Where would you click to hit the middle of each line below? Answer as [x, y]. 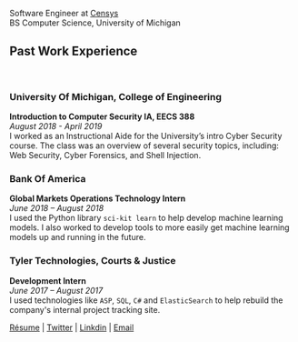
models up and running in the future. [78, 237]
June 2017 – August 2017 [56, 290]
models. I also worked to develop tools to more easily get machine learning [149, 227]
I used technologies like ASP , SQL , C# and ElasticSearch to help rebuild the [146, 300]
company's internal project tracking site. [85, 309]
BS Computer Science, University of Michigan [95, 23]
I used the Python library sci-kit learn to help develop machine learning [146, 218]
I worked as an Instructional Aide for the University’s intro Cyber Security [146, 136]
